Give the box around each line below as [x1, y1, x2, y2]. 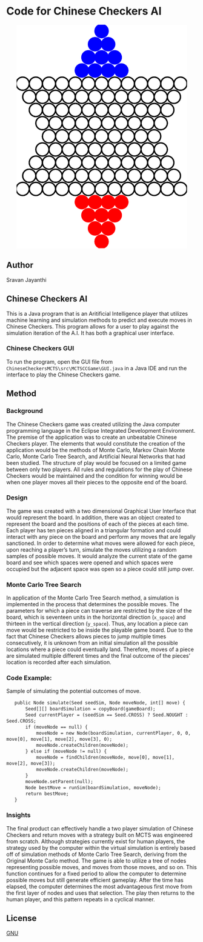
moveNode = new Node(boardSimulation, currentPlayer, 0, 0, [36, 730, 191, 737]
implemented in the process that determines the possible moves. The [6, 601, 179, 608]
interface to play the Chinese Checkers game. [6, 371, 121, 378]
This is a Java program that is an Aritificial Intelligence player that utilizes [6, 310, 188, 317]
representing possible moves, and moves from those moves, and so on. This [6, 863, 197, 870]
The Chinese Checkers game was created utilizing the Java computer [6, 420, 181, 428]
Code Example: [6, 674, 52, 683]
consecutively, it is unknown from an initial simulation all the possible [6, 640, 178, 647]
